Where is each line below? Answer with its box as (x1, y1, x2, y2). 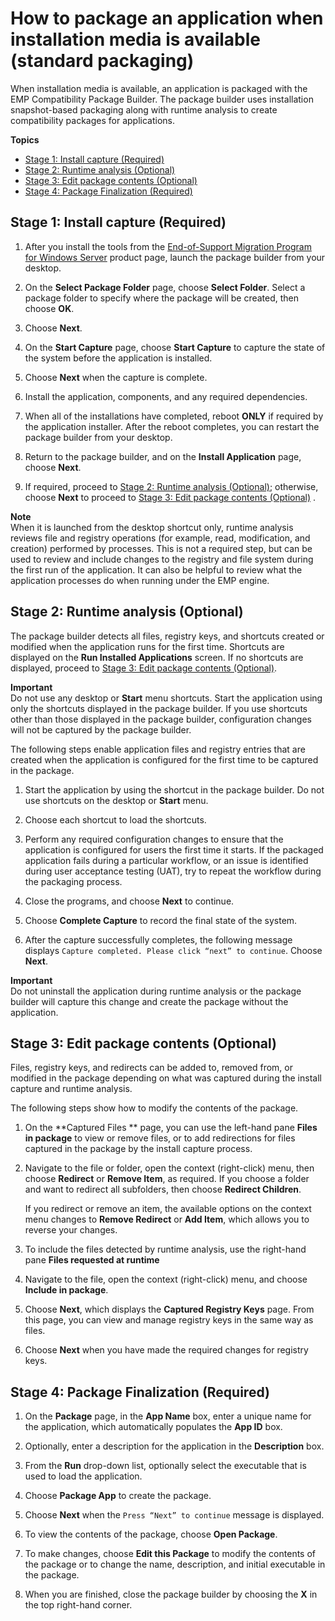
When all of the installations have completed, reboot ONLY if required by (24, 410, 324, 422)
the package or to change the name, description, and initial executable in (24, 1558, 326, 1571)
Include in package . (24, 1284, 109, 1296)
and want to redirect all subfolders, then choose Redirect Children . (24, 1183, 302, 1196)
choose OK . (24, 302, 75, 314)
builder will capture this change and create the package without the (10, 995, 289, 1007)
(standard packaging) (10, 50, 195, 72)
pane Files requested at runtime (24, 1254, 160, 1266)
